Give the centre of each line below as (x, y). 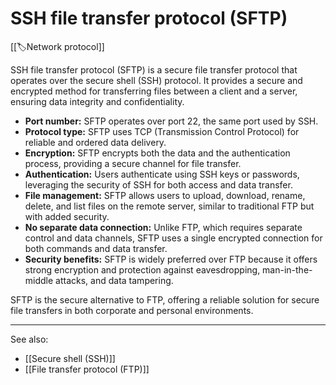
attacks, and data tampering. (114, 280)
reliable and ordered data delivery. (95, 142)
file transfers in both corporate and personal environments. (132, 310)
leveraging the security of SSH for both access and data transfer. (158, 184)
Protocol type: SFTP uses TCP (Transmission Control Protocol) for (162, 131)
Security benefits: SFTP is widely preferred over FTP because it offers (171, 259)
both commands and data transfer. (96, 248)
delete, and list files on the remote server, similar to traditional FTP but (169, 206)
